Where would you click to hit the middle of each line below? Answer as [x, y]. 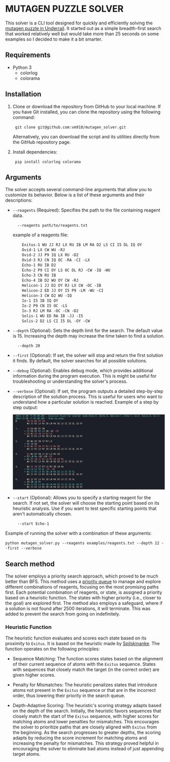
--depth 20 [29, 346]
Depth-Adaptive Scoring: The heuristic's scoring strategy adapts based [87, 706]
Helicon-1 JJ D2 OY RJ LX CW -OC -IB [61, 286]
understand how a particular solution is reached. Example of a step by [86, 402]
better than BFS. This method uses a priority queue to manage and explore [83, 582]
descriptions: [19, 200]
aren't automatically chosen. [42, 514]
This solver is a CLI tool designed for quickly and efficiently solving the [79, 23]
